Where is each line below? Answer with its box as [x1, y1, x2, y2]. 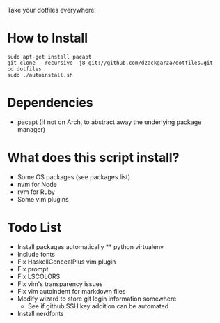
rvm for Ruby [17, 188, 56, 196]
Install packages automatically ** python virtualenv [17, 242, 164, 250]
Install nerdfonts [17, 309, 64, 317]
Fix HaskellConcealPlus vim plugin [17, 257, 116, 266]
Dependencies [7, 95, 93, 111]
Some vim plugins [17, 195, 69, 203]
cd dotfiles [7, 66, 42, 73]
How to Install [7, 31, 88, 46]
